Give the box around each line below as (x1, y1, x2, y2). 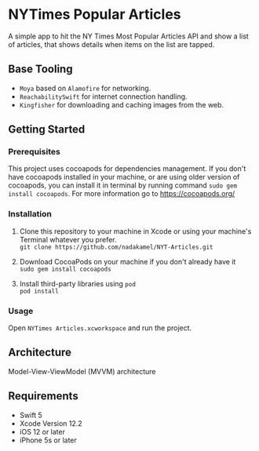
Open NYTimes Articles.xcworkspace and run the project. (8, 323, 192, 333)
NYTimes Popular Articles (8, 5, 182, 24)
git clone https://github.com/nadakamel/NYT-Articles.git (19, 243, 213, 251)
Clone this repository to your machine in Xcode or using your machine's (19, 226, 252, 236)
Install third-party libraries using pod (19, 278, 136, 288)
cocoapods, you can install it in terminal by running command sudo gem (8, 180, 238, 190)
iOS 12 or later (19, 427, 65, 436)
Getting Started (8, 123, 86, 136)
